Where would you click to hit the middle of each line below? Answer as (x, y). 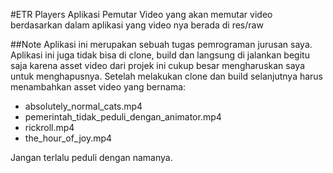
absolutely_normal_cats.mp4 (83, 106)
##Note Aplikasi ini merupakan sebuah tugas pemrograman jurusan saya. (161, 44)
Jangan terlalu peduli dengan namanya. (91, 157)
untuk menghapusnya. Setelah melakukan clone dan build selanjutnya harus (167, 76)
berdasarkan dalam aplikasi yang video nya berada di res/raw (137, 25)
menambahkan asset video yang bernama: (98, 87)
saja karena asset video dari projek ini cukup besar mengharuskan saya (158, 65)
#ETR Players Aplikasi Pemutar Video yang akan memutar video (141, 14)
